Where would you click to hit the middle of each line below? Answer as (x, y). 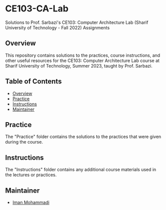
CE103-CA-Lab (37, 9)
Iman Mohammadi (31, 202)
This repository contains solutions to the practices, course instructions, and (83, 55)
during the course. (24, 142)
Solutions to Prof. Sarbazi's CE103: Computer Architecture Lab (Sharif (77, 22)
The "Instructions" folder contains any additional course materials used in (81, 170)
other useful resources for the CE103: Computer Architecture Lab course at (82, 61)
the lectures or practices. (31, 175)
